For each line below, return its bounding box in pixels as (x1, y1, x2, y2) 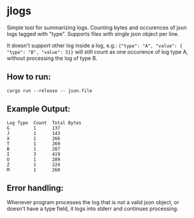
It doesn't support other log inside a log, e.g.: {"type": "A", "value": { (7, 42, 183, 49)
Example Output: (7, 104, 71, 114)
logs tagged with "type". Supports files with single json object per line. (7, 30, 179, 37)
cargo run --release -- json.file (7, 88, 93, 94)
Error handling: (7, 183, 64, 193)
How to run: (7, 72, 51, 82)
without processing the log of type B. (7, 54, 98, 62)
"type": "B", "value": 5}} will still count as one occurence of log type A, (7, 48, 189, 55)
